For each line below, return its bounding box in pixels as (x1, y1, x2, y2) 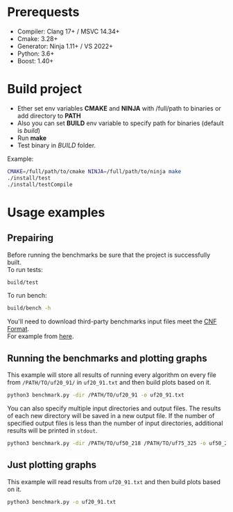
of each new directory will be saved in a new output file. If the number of (7, 411, 215, 419)
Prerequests (7, 4, 80, 20)
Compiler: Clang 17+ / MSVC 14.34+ (17, 27, 120, 35)
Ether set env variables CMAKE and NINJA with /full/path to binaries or (17, 104, 222, 112)
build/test (7, 279, 39, 286)
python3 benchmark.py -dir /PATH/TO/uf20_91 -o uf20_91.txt (7, 392, 185, 399)
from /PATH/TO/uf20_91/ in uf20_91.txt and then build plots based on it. (7, 378, 212, 387)
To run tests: (7, 265, 43, 273)
